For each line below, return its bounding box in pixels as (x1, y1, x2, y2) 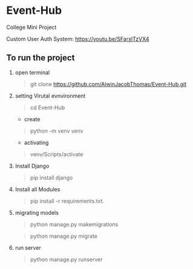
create (24, 115, 41, 122)
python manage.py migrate (30, 232, 98, 239)
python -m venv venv (30, 127, 83, 134)
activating (24, 139, 49, 146)
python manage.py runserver (30, 256, 103, 263)
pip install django (30, 174, 73, 181)
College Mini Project (6, 24, 57, 31)
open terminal (15, 69, 50, 76)
